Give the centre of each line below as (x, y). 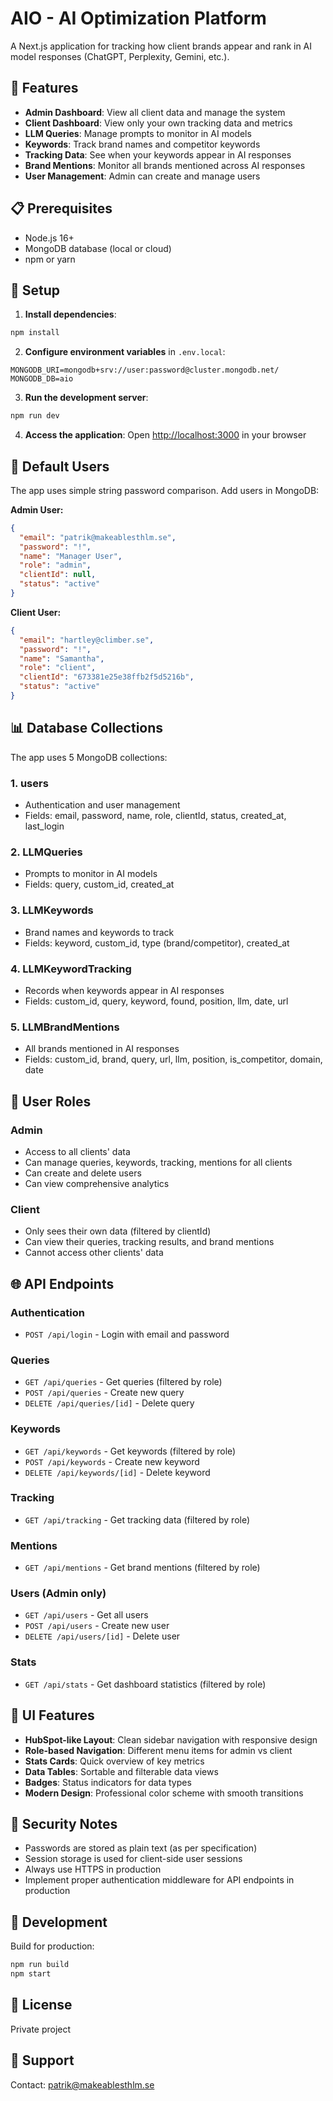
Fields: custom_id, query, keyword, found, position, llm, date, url (156, 1001)
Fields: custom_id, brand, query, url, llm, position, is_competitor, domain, (173, 1059)
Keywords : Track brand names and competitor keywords (142, 144)
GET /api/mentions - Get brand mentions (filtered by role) (142, 1568)
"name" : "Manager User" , (71, 556)
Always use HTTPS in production (93, 1869)
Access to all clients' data (77, 1151)
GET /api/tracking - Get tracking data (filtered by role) (137, 1519)
